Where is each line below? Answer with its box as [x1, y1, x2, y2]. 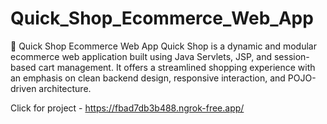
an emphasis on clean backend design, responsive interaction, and [10, 72, 286, 84]
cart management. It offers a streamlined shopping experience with [38, 61, 316, 73]
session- [273, 50, 310, 62]
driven [10, 82, 37, 94]
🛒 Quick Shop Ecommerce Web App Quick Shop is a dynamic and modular [10, 40, 317, 52]
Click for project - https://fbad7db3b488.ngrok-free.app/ [10, 102, 245, 114]
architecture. [38, 82, 92, 94]
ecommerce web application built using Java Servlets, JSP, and [10, 50, 273, 62]
